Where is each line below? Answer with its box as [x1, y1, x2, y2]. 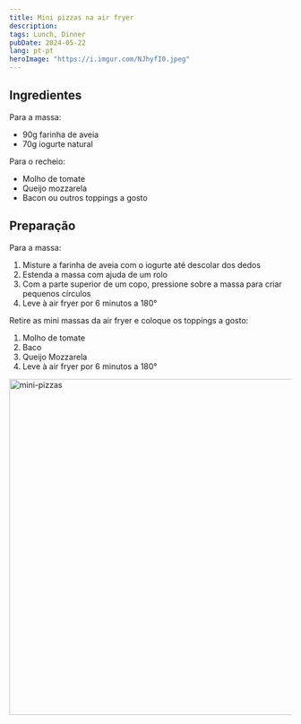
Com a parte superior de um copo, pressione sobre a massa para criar [21, 279, 282, 289]
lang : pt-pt [9, 47, 54, 56]
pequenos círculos [21, 288, 91, 298]
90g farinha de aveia [21, 129, 99, 140]
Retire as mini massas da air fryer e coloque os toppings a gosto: [9, 315, 249, 325]
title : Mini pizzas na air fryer [9, 13, 134, 22]
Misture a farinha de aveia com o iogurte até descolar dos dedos [21, 259, 262, 270]
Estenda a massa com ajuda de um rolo [21, 269, 168, 280]
